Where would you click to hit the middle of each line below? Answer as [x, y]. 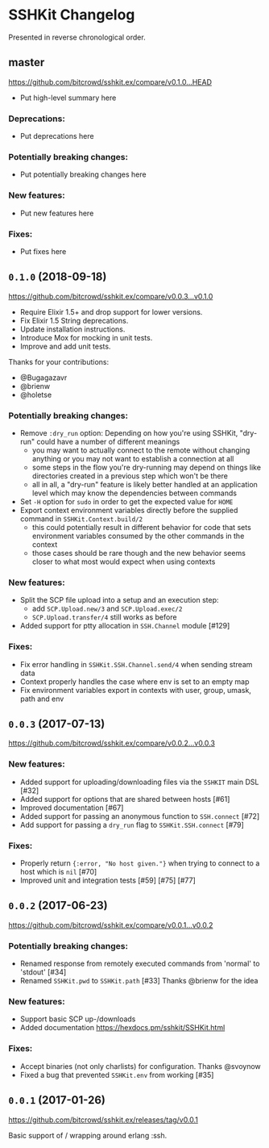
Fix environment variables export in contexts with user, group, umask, [136, 690]
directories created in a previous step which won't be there [130, 476]
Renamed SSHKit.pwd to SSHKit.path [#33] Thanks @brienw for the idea [139, 981]
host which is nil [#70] [58, 872]
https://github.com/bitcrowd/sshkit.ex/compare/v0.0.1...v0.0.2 [111, 925]
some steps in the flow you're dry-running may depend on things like [147, 468]
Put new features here [57, 213]
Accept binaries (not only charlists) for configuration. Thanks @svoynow [141, 1066]
